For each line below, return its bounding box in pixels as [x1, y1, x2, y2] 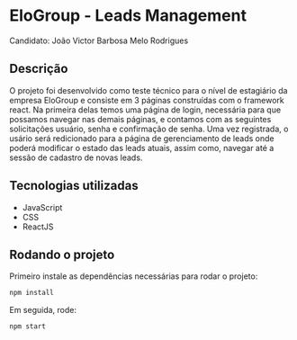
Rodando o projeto [9, 246, 115, 262]
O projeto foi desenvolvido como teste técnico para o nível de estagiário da [9, 85, 288, 95]
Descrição [9, 61, 68, 76]
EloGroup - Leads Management [9, 5, 247, 26]
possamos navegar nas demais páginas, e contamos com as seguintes [9, 113, 272, 124]
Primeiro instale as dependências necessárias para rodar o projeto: [9, 271, 258, 282]
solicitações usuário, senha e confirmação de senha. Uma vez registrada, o [9, 123, 289, 134]
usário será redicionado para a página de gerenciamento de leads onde [9, 132, 274, 144]
